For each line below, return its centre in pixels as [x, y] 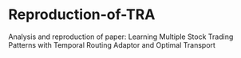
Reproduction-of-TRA [82, 15]
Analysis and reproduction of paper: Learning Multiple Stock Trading [121, 37]
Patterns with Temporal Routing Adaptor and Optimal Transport [112, 44]
